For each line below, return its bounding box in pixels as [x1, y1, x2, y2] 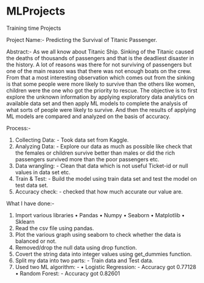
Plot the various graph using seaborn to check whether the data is [15, 231, 181, 238]
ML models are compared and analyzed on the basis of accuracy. [6, 113, 171, 120]
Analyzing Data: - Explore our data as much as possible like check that [15, 142, 192, 150]
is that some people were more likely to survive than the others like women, [6, 80, 196, 88]
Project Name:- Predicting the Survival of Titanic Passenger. [6, 36, 157, 43]
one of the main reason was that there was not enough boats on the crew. [6, 67, 192, 74]
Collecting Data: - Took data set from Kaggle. [15, 136, 129, 144]
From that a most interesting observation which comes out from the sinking [6, 74, 195, 81]
